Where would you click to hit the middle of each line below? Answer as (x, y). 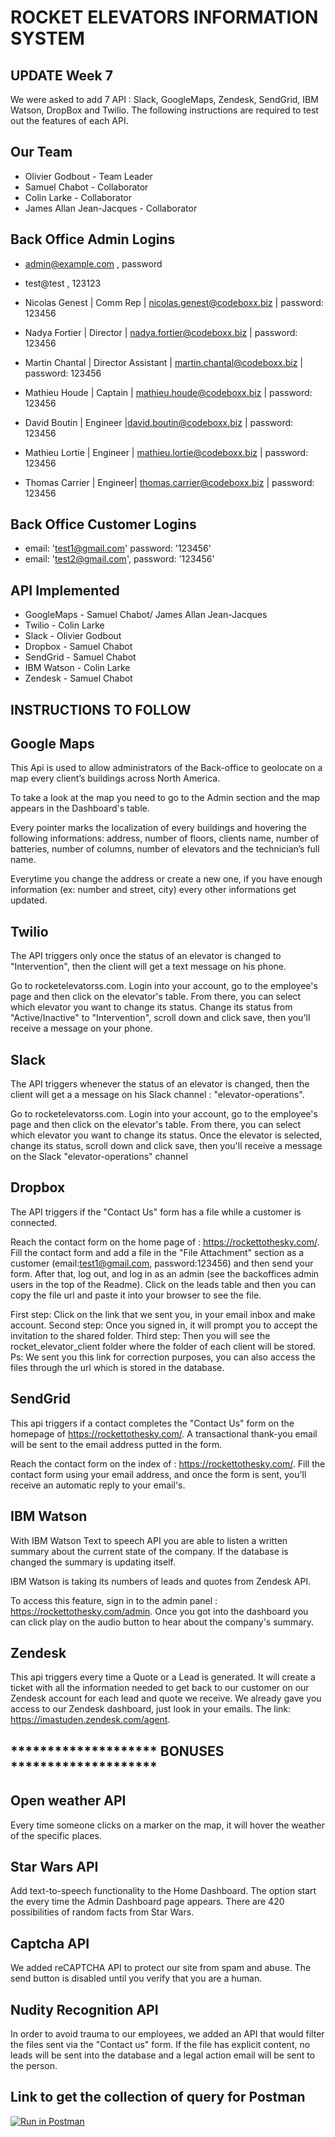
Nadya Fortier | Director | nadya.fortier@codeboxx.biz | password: (161, 332)
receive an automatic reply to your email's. (98, 1485)
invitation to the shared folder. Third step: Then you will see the (140, 1335)
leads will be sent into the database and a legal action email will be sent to (163, 2055)
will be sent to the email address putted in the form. (116, 1444)
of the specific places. (56, 1835)
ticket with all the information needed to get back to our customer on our (160, 1688)
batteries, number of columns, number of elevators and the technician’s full (165, 849)
